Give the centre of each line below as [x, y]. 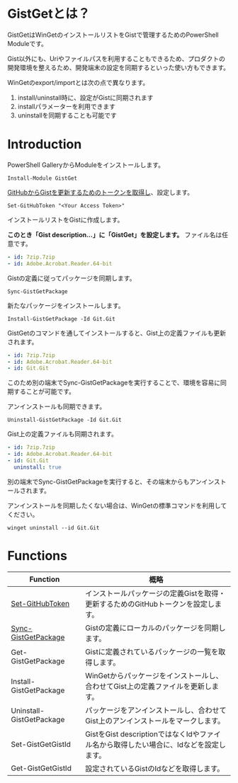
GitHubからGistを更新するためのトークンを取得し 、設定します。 [101, 192]
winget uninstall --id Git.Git [53, 527]
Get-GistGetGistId [41, 768]
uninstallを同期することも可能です [67, 115]
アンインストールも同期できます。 [57, 406]
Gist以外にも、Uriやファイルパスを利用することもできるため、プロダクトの [116, 58]
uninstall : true [38, 467]
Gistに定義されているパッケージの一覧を [152, 651]
